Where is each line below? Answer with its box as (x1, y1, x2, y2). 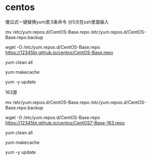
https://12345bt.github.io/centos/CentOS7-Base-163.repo (5, 120, 125, 126)
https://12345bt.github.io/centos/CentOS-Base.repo (5, 49, 114, 56)
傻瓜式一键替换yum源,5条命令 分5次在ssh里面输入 (5, 19, 109, 25)
